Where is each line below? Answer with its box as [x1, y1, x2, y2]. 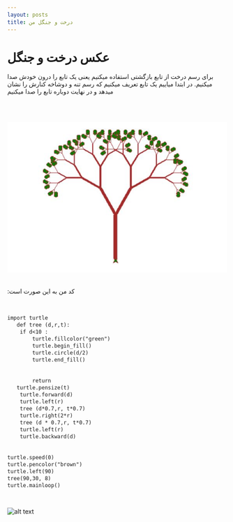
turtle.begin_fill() [32, 342, 92, 349]
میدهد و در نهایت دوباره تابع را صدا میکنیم [7, 87, 114, 96]
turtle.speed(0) [7, 454, 54, 461]
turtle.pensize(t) [16, 384, 70, 391]
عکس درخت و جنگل [7, 50, 110, 66]
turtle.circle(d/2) [32, 349, 89, 356]
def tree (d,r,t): [16, 321, 70, 328]
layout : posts [7, 11, 49, 18]
